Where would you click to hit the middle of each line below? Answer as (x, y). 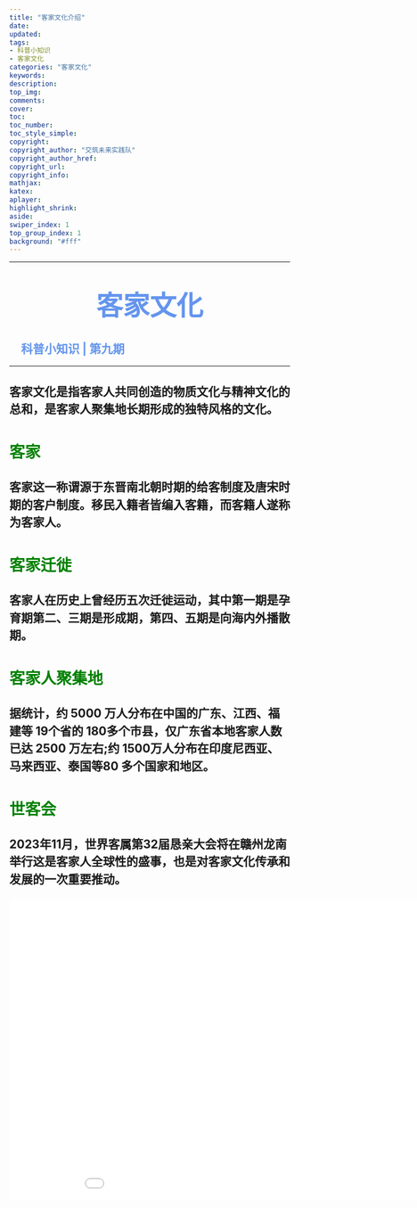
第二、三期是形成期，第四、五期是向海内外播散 (161, 617)
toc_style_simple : (43, 134)
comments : (28, 100)
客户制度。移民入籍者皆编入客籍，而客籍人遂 (155, 505)
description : (33, 84)
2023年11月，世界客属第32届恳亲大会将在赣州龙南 (148, 844)
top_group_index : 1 (45, 233)
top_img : (25, 92)
